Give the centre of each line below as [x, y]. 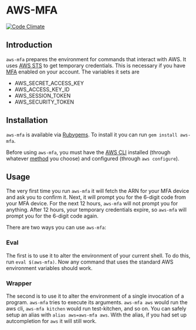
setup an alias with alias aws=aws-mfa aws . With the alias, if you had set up [96, 315]
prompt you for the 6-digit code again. [52, 216]
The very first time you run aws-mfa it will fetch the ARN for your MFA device [98, 191]
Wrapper [19, 283]
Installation [27, 120]
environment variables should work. [49, 268]
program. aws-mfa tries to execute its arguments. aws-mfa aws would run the [97, 302]
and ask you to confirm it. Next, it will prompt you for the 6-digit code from [96, 197]
